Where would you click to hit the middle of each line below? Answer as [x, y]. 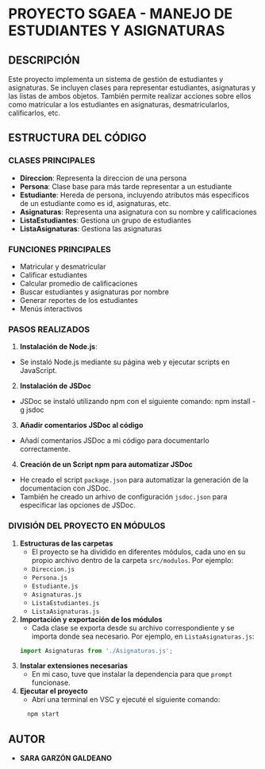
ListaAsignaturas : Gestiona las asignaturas [91, 228]
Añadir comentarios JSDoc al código [81, 425]
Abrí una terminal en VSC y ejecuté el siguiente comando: [126, 700]
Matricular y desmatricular [63, 266]
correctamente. [45, 449]
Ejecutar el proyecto [54, 691]
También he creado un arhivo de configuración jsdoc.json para [123, 497]
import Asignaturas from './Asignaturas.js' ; [96, 651]
